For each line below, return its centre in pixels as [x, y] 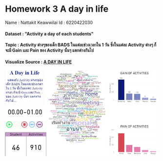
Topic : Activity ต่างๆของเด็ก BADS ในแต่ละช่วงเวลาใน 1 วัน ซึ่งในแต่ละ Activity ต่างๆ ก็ [81, 45]
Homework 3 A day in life [57, 9]
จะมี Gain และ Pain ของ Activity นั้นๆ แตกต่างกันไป [50, 50]
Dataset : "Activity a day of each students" [49, 34]
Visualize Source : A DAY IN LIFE [39, 61]
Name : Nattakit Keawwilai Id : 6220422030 [49, 22]
